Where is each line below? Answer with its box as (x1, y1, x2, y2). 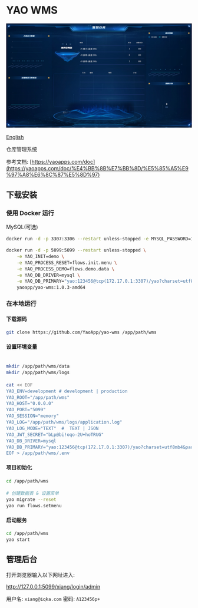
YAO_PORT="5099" (6, 407, 46, 413)
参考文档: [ (6, 158, 32, 166)
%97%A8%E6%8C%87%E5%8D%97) (6, 171, 100, 179)
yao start (6, 537, 31, 543)
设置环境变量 (6, 343, 37, 350)
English (6, 134, 24, 141)
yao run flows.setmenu (6, 503, 62, 509)
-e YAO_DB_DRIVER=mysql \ (16, 272, 81, 278)
